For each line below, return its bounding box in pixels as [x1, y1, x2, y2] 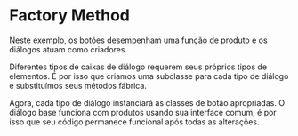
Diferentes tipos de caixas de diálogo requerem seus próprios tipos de [9, 61, 268, 72]
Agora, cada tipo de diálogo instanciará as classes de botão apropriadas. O [9, 97, 286, 108]
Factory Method [9, 5, 131, 26]
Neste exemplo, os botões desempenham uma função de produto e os [9, 35, 269, 45]
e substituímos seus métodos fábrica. [9, 80, 147, 91]
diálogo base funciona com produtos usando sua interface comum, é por [9, 107, 278, 117]
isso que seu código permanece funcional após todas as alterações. [9, 116, 260, 127]
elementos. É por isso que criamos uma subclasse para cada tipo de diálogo [9, 70, 289, 81]
